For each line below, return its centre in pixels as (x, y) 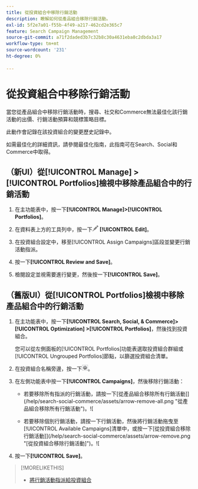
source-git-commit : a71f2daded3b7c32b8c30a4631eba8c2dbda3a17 (84, 38)
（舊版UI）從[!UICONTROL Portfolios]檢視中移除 (95, 295)
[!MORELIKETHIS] (42, 468)
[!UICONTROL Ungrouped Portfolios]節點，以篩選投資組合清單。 (93, 356)
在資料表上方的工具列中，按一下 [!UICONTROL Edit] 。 (83, 229)
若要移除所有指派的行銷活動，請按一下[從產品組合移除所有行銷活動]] (106, 394)
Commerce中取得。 (30, 151)
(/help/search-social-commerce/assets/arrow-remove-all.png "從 (103, 401)
